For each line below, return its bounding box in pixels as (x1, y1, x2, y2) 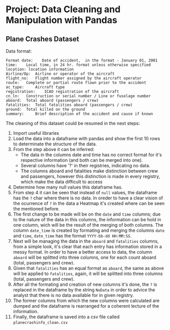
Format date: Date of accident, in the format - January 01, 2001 (6, 58, 158, 63)
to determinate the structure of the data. (13, 141, 97, 147)
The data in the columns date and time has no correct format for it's (20, 152, 162, 158)
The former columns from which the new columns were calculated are (13, 297, 160, 304)
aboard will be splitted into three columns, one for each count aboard (13, 254, 156, 260)
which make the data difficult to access (20, 179, 103, 185)
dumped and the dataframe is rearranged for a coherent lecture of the (13, 303, 159, 309)
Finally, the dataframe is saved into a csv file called (13, 314, 120, 320)
